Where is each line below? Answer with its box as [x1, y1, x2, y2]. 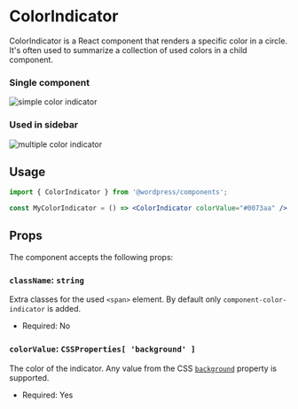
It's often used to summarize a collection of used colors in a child [9, 44, 247, 55]
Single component [9, 76, 90, 89]
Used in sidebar [9, 119, 78, 131]
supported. [9, 372, 50, 382]
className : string [9, 274, 84, 286]
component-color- [223, 296, 287, 305]
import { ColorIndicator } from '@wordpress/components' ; [9, 188, 228, 197]
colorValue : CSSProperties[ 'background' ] [9, 343, 196, 355]
